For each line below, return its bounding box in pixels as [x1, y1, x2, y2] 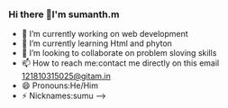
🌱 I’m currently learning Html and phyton [21, 38, 173, 49]
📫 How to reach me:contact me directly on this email [21, 58, 220, 68]
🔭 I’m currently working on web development [21, 29, 188, 40]
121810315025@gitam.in [21, 71, 112, 82]
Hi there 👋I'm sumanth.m [8, 8, 120, 21]
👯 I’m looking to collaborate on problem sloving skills [21, 48, 217, 58]
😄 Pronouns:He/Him [21, 80, 99, 91]
